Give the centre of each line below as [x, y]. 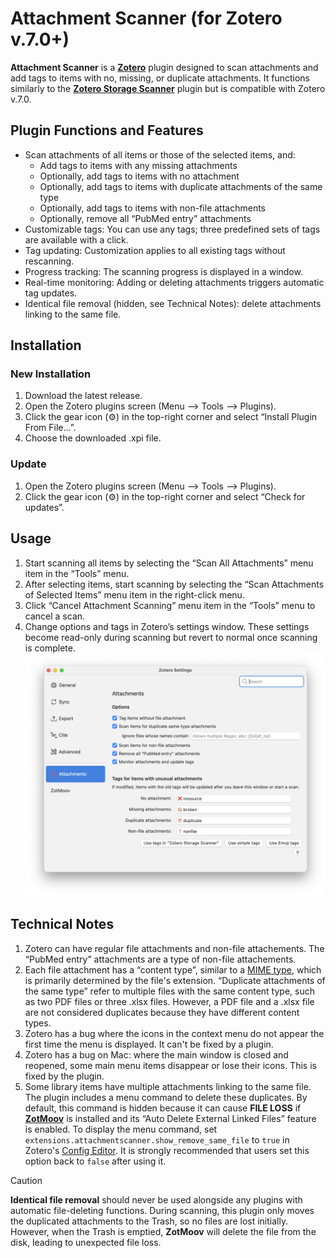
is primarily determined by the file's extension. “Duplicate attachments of [175, 980]
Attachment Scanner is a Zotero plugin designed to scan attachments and [164, 67]
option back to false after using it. [95, 1161]
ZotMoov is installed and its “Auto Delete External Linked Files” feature [170, 1118]
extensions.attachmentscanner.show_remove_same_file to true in [157, 1139]
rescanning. [49, 261]
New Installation [51, 374]
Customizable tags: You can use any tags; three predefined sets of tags [172, 229]
